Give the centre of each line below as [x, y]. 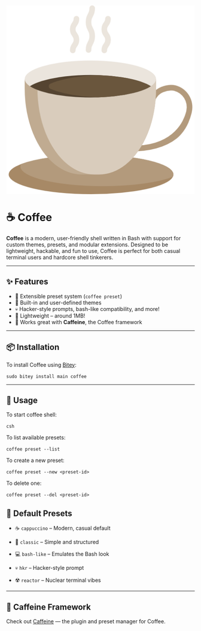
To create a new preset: [35, 460]
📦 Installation [33, 347]
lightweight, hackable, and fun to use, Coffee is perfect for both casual [93, 250]
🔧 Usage [22, 400]
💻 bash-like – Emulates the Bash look [62, 554]
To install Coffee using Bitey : [41, 364]
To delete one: [24, 483]
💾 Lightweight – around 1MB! [50, 315]
